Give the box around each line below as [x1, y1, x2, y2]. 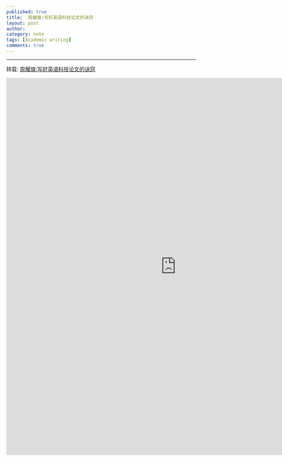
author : [6, 25, 26, 32]
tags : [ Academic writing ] [6, 37, 71, 43]
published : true [6, 8, 47, 15]
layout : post [6, 20, 39, 26]
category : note [6, 31, 45, 37]
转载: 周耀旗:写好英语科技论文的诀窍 [6, 65, 96, 72]
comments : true [6, 43, 45, 49]
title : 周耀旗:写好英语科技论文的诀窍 [6, 14, 93, 21]
